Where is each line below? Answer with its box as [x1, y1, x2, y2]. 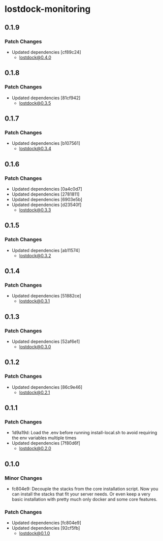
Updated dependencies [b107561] [11, 140, 80, 146]
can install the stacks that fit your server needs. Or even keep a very [11, 491, 151, 497]
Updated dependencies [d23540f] [11, 202, 82, 208]
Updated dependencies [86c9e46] [11, 384, 83, 390]
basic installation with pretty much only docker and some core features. [11, 497, 158, 502]
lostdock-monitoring [4, 3, 91, 15]
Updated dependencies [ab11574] [11, 247, 80, 253]
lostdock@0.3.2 [19, 252, 51, 258]
